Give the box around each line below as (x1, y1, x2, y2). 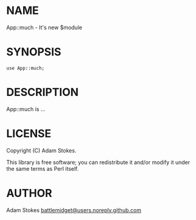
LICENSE (6, 127, 52, 140)
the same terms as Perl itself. (6, 165, 79, 172)
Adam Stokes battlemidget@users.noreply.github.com (6, 206, 141, 213)
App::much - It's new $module (6, 24, 83, 31)
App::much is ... (6, 105, 46, 112)
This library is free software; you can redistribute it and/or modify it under (6, 159, 191, 166)
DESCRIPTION (6, 86, 79, 99)
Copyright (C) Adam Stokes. (6, 146, 77, 154)
